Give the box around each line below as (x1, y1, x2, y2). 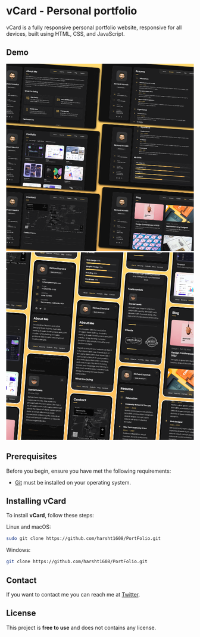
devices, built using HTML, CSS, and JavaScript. (6, 30, 125, 37)
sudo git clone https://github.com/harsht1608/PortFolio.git (6, 536, 161, 542)
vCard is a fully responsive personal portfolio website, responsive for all (6, 24, 182, 31)
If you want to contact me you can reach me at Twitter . (6, 591, 140, 598)
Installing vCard (6, 496, 67, 506)
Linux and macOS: (6, 523, 51, 530)
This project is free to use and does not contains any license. (6, 624, 157, 631)
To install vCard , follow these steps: (6, 512, 94, 519)
